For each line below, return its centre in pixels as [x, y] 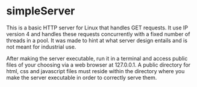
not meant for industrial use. [41, 47]
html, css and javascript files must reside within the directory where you [95, 71]
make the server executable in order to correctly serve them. [82, 77]
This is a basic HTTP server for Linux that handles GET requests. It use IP [97, 28]
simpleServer [41, 11]
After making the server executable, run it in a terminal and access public [97, 58]
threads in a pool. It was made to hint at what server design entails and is [97, 40]
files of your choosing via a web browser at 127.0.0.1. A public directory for [98, 65]
